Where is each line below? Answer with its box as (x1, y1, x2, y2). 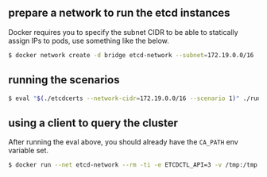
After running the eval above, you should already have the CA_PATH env (8, 137, 238, 147)
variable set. (8, 146, 49, 156)
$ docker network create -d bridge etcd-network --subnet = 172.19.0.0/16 (8, 51, 254, 59)
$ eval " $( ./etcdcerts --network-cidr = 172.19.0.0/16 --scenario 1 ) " (8, 94, 240, 102)
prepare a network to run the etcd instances (8, 6, 230, 20)
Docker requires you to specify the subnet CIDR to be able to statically (8, 27, 238, 37)
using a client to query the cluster (8, 116, 179, 129)
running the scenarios (8, 73, 120, 87)
